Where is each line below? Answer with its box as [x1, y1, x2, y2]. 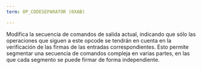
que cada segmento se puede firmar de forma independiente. [6, 56, 160, 63]
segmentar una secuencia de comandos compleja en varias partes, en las [6, 49, 191, 57]
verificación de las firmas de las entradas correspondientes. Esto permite [6, 43, 189, 50]
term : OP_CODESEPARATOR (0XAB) [6, 8, 85, 15]
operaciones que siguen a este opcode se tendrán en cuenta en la [6, 37, 172, 44]
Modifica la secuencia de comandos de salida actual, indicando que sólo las [6, 31, 196, 38]
